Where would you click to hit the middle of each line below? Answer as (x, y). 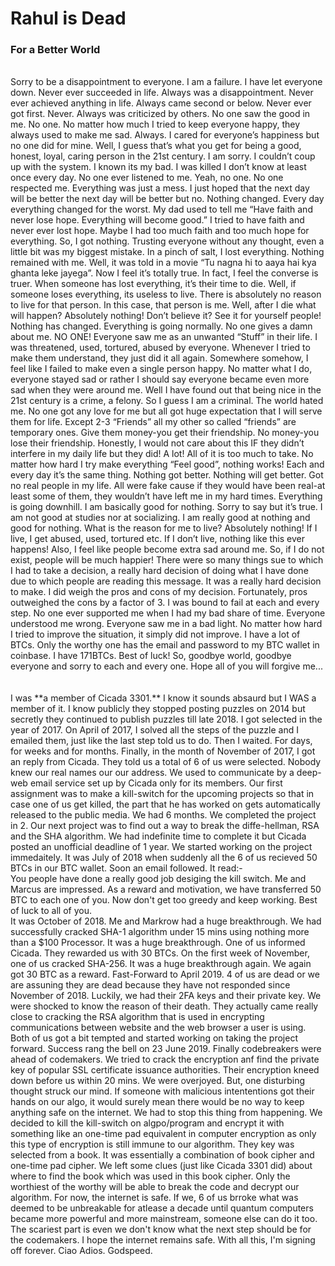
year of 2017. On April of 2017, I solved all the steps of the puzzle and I (154, 730)
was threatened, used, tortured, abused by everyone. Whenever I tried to (160, 348)
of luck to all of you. (51, 911)
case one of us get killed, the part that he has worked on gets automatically (165, 804)
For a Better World (55, 50)
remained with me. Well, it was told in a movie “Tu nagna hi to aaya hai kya (163, 263)
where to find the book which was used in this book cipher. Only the (150, 1176)
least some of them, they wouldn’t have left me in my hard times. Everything (166, 496)
